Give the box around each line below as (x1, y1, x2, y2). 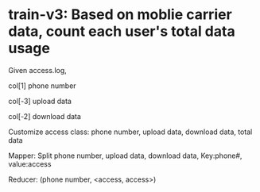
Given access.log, (8, 65, 68, 75)
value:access (8, 159, 52, 168)
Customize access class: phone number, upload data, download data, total (8, 127, 253, 136)
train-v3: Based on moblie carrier (8, 6, 232, 24)
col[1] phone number (8, 81, 77, 90)
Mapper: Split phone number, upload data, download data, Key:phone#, (8, 151, 243, 160)
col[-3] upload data (8, 96, 72, 106)
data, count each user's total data (8, 22, 236, 40)
